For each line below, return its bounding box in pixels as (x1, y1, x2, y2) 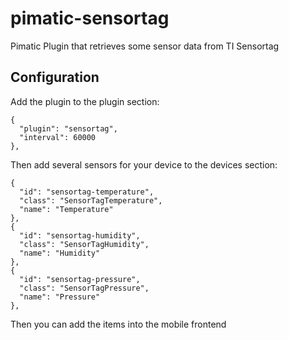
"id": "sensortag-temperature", (19, 187, 155, 197)
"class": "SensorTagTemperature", (19, 195, 163, 206)
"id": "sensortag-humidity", (19, 230, 141, 241)
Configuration (10, 69, 100, 86)
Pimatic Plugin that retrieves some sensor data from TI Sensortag (10, 40, 280, 52)
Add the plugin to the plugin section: (10, 95, 160, 107)
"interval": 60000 (19, 132, 97, 142)
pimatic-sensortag (10, 7, 170, 30)
